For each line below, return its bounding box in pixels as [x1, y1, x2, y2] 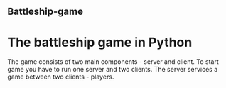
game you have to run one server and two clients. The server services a [7, 65, 218, 74]
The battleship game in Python [7, 34, 193, 50]
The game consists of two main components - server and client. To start [7, 57, 219, 66]
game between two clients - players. [7, 72, 114, 81]
